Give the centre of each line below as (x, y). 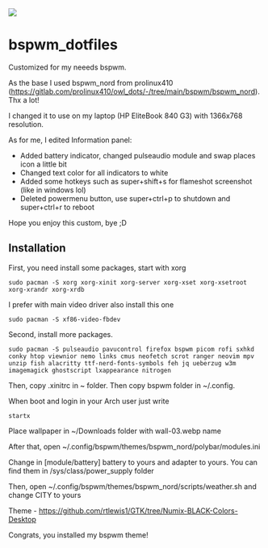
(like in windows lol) (53, 190)
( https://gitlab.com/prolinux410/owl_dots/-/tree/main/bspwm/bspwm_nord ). (134, 91)
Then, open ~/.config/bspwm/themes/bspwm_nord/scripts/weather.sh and (132, 486)
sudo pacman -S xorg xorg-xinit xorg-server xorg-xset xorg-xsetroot (128, 282)
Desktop (22, 519)
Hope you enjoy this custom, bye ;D (68, 222)
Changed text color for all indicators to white (94, 172)
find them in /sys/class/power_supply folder (82, 470)
